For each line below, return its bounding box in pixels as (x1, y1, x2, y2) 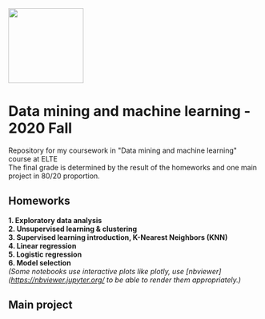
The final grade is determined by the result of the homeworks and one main (8, 162, 258, 172)
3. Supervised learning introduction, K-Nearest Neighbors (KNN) (8, 232, 228, 242)
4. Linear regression (8, 241, 77, 250)
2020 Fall (8, 119, 73, 138)
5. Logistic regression (8, 249, 82, 259)
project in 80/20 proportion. (8, 171, 100, 181)
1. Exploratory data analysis (8, 215, 102, 225)
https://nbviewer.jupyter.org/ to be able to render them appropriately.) (10, 275, 242, 285)
